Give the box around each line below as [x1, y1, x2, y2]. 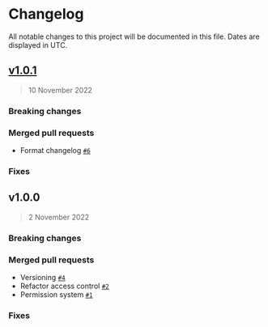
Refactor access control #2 [19, 281, 109, 291]
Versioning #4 [19, 272, 66, 282]
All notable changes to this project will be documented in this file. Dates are [8, 32, 261, 41]
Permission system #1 [19, 289, 93, 299]
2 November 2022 [28, 212, 90, 222]
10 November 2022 [28, 85, 93, 95]
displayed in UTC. [8, 40, 68, 49]
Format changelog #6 [19, 145, 91, 155]
